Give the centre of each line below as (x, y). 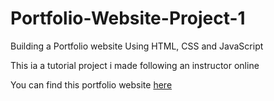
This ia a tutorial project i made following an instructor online (135, 65)
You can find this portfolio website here (91, 84)
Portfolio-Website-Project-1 (128, 18)
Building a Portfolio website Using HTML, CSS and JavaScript (137, 46)
